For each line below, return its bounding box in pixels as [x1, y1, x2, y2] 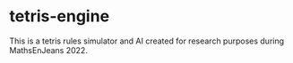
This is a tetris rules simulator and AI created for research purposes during [9, 35, 285, 46]
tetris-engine [9, 6, 110, 27]
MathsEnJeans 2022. [9, 44, 88, 55]
